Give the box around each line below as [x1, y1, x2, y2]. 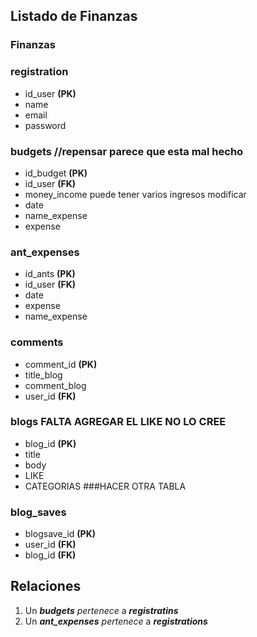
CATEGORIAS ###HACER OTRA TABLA [24, 480, 187, 492]
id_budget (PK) [24, 167, 88, 179]
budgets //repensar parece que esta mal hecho [10, 144, 244, 158]
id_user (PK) [24, 87, 77, 99]
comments [10, 335, 64, 349]
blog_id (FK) [24, 549, 77, 561]
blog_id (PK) [24, 437, 77, 449]
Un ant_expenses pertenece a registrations [24, 615, 208, 627]
